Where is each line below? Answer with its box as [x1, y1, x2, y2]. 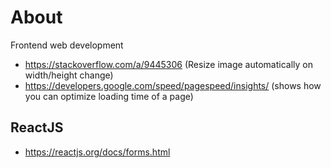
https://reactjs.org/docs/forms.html [24, 146, 171, 158]
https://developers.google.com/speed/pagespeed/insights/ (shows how [24, 79, 322, 91]
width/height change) [24, 69, 114, 81]
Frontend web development [10, 39, 124, 51]
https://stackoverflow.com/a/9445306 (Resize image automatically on [24, 58, 313, 70]
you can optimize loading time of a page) [24, 90, 194, 102]
